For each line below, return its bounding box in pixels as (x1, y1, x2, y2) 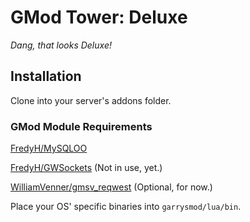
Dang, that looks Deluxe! (10, 39, 112, 51)
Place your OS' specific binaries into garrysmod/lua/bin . (10, 201, 242, 213)
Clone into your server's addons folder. (10, 94, 172, 106)
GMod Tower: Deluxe (10, 6, 188, 29)
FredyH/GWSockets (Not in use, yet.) (10, 162, 163, 174)
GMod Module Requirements (10, 119, 153, 133)
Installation (10, 68, 82, 85)
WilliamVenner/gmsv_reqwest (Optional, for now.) (10, 181, 213, 193)
